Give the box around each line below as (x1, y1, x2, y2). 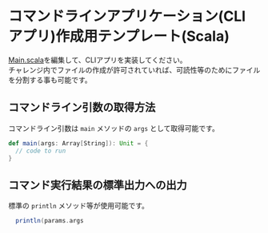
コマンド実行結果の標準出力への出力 (8, 178, 187, 192)
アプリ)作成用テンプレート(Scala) (8, 27, 230, 45)
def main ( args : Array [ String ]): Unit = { (8, 139, 149, 148)
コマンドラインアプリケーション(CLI (8, 7, 246, 26)
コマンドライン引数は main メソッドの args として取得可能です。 (8, 123, 220, 132)
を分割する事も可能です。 (8, 75, 92, 85)
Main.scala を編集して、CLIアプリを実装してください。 (8, 55, 187, 65)
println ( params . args (15, 217, 84, 225)
